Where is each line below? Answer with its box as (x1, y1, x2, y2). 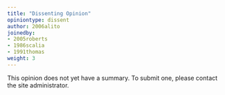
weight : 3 (7, 55, 36, 62)
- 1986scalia (7, 42, 45, 49)
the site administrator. (7, 81, 69, 89)
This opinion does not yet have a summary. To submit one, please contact (7, 74, 218, 82)
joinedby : (7, 29, 36, 36)
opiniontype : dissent (7, 17, 70, 23)
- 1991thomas (7, 49, 45, 56)
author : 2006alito (7, 23, 60, 30)
